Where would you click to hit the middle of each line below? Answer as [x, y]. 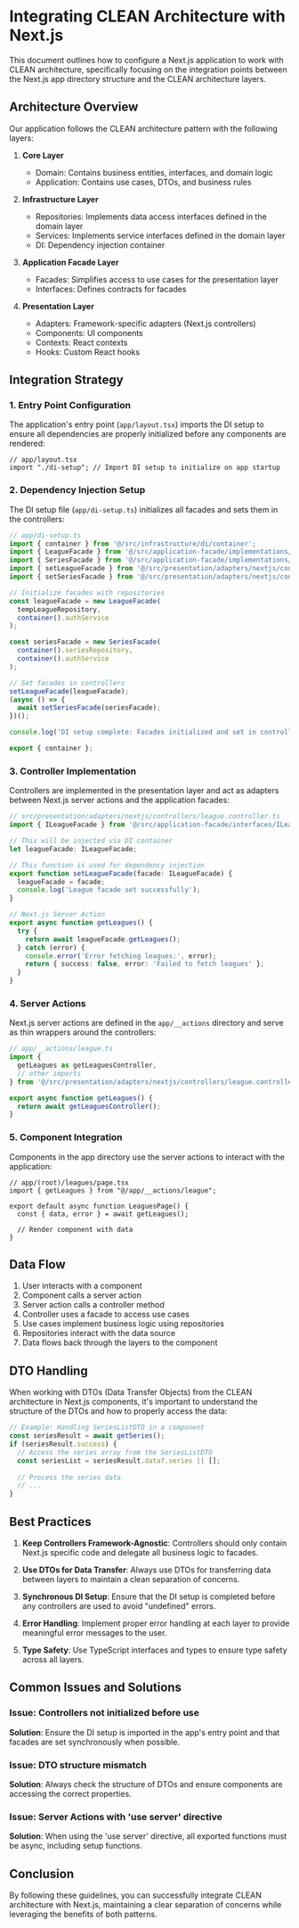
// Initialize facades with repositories [87, 593]
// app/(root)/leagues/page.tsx [69, 1183]
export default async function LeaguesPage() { [99, 1206]
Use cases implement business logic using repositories [123, 1324]
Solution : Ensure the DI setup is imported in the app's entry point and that [145, 1732]
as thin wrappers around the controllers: [83, 1032]
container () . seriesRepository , [75, 651]
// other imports [49, 1073]
